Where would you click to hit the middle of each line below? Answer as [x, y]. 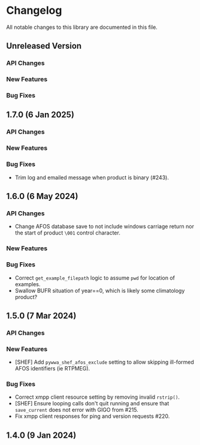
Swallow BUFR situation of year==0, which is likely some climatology [100, 290]
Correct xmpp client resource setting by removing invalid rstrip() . [97, 397]
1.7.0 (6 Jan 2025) [40, 115]
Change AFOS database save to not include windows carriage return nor [104, 227]
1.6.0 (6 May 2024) [42, 196]
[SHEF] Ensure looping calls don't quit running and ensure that [92, 404]
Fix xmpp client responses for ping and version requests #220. [92, 416]
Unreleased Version [44, 46]
